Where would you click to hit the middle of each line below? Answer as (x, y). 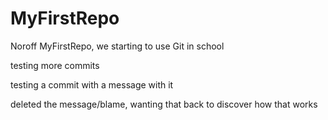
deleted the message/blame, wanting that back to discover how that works (164, 104)
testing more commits (55, 65)
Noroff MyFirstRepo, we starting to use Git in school (117, 46)
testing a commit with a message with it (92, 84)
